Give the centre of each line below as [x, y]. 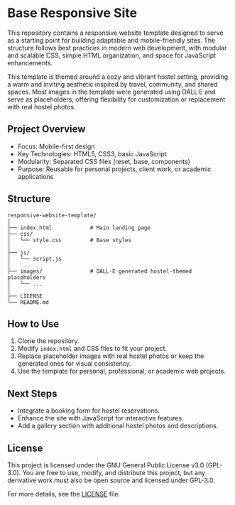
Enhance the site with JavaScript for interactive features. [100, 418]
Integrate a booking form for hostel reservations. [88, 411]
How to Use [33, 324]
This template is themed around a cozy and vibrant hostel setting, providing [118, 77]
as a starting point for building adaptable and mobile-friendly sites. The [111, 40]
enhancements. [30, 63]
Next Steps [32, 393]
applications [35, 176]
